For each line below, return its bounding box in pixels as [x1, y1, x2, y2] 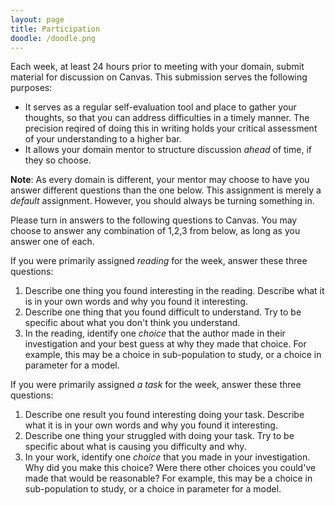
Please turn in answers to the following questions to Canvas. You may [10, 214, 298, 226]
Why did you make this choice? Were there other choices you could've [24, 462, 317, 474]
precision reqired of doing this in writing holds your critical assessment [24, 122, 318, 135]
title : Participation [10, 24, 101, 34]
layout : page [10, 14, 65, 25]
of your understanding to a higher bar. [24, 133, 182, 145]
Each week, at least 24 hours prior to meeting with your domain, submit [10, 61, 305, 73]
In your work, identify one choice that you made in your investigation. [24, 451, 311, 463]
